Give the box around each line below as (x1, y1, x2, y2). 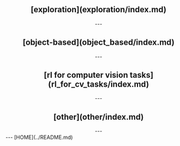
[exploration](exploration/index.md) (31, 5, 166, 15)
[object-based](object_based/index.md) (22, 38, 175, 48)
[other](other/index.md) (53, 112, 144, 122)
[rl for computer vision (43, 70, 128, 80)
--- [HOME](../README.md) (5, 134, 73, 141)
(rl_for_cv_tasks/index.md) (48, 79, 149, 89)
